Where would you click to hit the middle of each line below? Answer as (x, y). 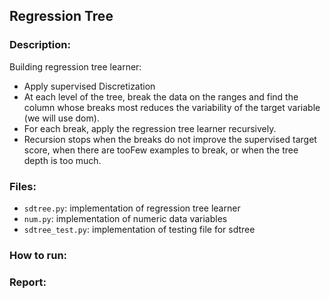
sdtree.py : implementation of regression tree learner (132, 208)
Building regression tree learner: (75, 66)
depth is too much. (62, 160)
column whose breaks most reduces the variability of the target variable (172, 107)
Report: (28, 282)
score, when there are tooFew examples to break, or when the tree (161, 150)
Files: (23, 186)
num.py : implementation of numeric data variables (125, 218)
